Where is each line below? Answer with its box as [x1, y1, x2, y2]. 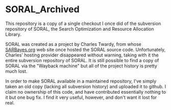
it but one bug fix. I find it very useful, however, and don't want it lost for [5, 94, 157, 100]
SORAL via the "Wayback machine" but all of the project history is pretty [5, 63, 157, 69]
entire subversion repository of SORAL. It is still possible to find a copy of [5, 57, 159, 63]
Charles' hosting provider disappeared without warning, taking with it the [5, 52, 159, 58]
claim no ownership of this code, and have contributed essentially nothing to [5, 89, 166, 95]
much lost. [5, 68, 28, 74]
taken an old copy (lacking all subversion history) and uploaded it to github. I [5, 83, 166, 90]
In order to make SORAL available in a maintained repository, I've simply [5, 78, 157, 84]
